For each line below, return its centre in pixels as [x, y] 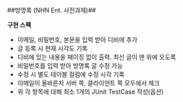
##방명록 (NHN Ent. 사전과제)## [52, 10]
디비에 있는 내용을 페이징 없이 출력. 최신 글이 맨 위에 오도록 [97, 57]
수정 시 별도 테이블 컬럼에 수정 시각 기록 [71, 74]
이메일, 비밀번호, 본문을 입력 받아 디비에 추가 [77, 40]
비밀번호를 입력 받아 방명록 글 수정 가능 [70, 66]
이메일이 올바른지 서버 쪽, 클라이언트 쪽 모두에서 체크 [88, 83]
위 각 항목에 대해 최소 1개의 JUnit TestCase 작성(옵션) [90, 92]
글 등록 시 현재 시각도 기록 [52, 48]
